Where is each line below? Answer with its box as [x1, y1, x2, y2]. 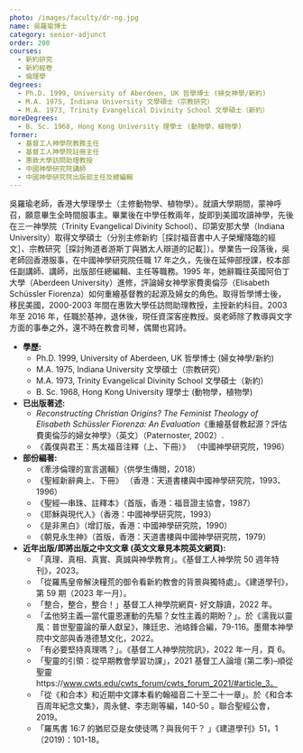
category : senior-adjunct [9, 30, 106, 39]
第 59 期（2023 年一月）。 [35, 588, 132, 599]
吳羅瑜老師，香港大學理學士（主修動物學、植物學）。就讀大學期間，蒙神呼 [9, 198, 282, 209]
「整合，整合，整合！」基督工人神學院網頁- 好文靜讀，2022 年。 [35, 599, 278, 610]
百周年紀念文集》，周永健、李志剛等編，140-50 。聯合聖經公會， [35, 701, 275, 712]
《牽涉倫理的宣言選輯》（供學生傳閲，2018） [35, 464, 201, 474]
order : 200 [9, 38, 50, 48]
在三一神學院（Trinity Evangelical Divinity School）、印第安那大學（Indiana [9, 221, 286, 232]
